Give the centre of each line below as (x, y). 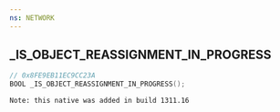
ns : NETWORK (32, 18)
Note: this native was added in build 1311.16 (99, 101)
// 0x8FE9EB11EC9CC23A (52, 76)
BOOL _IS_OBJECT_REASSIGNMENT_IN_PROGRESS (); (97, 84)
